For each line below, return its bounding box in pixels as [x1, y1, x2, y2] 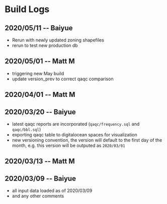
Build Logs [5, 4, 50, 15]
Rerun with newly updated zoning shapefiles [12, 37, 104, 43]
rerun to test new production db [12, 42, 78, 48]
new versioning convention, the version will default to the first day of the [12, 137, 162, 143]
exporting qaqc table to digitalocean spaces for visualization [12, 132, 138, 138]
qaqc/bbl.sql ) [12, 126, 41, 132]
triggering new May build [12, 70, 64, 76]
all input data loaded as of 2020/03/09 [12, 188, 93, 194]
